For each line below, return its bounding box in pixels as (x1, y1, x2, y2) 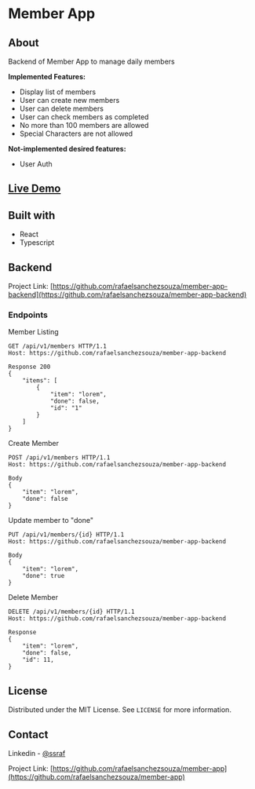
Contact (8, 728, 49, 741)
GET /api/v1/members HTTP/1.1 (8, 342, 107, 350)
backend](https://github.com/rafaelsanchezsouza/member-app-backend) (8, 290, 247, 299)
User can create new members (19, 96, 120, 104)
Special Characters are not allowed (19, 129, 133, 138)
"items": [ (22, 377, 58, 385)
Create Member (8, 439, 60, 448)
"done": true (22, 572, 65, 580)
